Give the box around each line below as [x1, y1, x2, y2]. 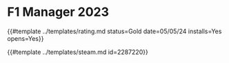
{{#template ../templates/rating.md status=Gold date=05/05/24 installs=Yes [7, 27, 222, 35]
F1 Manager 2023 [7, 4, 109, 20]
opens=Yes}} [7, 34, 44, 42]
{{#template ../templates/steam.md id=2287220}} [7, 48, 148, 56]
